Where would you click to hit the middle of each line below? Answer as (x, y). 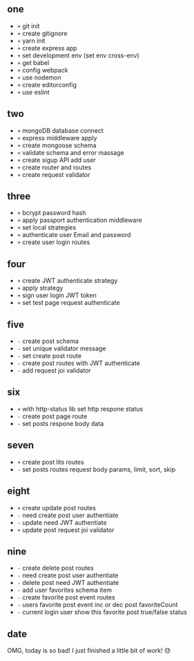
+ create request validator (54, 174)
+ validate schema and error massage (70, 152)
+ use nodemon (39, 77)
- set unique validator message (61, 348)
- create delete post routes (56, 568)
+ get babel (33, 62)
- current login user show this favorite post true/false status (102, 612)
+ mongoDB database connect (60, 130)
